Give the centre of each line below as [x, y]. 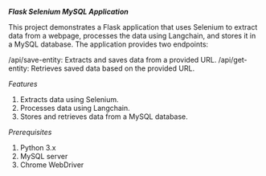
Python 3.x [38, 147]
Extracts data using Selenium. [69, 99]
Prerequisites [30, 132]
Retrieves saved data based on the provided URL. [113, 68]
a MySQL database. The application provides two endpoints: [108, 44]
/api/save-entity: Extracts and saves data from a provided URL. [113, 60]
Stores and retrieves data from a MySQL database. [104, 117]
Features [23, 84]
